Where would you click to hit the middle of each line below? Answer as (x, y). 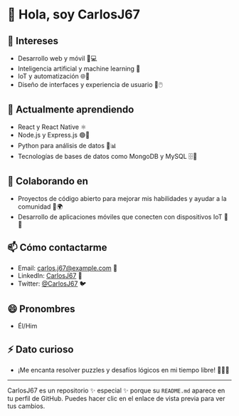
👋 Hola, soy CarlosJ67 (74, 15)
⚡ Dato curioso (41, 349)
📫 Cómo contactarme (58, 248)
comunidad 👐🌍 (40, 207)
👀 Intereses (33, 41)
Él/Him (27, 326)
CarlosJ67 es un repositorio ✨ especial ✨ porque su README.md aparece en (116, 390)
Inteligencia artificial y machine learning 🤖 (79, 68)
